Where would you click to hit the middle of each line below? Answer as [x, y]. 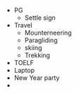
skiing [33, 48]
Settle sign [40, 18]
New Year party [37, 78]
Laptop [24, 70]
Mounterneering [48, 33]
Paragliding [41, 40]
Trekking [37, 55]
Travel [23, 25]
